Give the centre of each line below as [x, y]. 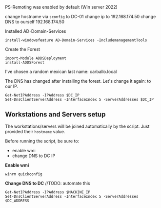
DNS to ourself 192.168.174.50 [35, 22]
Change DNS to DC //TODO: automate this [48, 183]
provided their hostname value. [35, 131]
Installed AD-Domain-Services [36, 31]
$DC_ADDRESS [17, 201]
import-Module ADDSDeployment [36, 58]
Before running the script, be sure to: [42, 141]
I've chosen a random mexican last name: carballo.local [61, 71]
